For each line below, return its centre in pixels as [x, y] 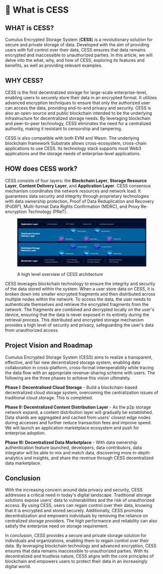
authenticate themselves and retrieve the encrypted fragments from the [77, 304]
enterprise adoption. [26, 433]
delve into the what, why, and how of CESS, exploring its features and [75, 60]
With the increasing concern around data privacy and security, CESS [74, 490]
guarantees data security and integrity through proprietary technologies [77, 196]
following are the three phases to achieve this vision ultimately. [68, 378]
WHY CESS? [24, 81]
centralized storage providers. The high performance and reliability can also [81, 521]
